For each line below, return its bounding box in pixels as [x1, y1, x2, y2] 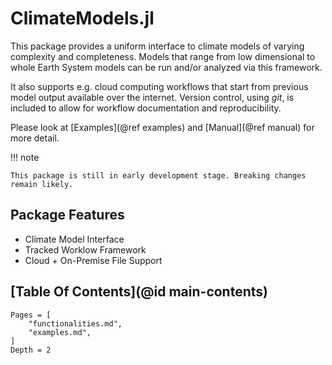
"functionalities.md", [28, 318, 123, 329]
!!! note [10, 151, 40, 163]
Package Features [10, 207, 125, 224]
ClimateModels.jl [10, 7, 155, 30]
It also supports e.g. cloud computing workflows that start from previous [10, 80, 309, 92]
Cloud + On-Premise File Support [24, 254, 163, 266]
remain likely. [10, 179, 74, 189]
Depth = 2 [10, 345, 52, 355]
